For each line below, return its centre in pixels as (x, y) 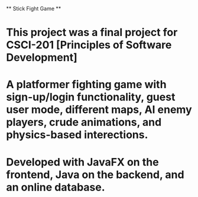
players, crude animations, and (84, 122)
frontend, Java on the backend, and (95, 175)
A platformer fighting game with (86, 85)
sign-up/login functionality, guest (91, 97)
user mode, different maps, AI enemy (99, 110)
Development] (42, 58)
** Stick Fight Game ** (34, 9)
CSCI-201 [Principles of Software (89, 45)
